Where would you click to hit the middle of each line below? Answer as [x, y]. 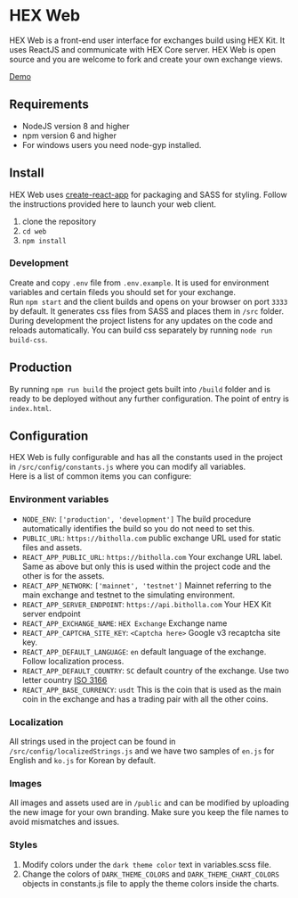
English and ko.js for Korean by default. [83, 761]
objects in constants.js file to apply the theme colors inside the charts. [150, 883]
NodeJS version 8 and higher [76, 126]
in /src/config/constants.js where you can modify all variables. [128, 467]
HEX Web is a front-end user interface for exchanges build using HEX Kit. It [147, 40]
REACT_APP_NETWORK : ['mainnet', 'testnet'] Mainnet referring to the [147, 585]
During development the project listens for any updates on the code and [141, 320]
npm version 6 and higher [69, 136]
